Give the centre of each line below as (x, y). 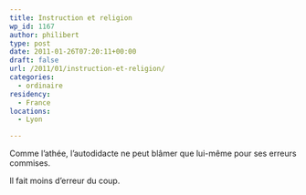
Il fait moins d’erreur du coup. (65, 181)
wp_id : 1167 (32, 26)
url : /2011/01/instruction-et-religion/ (88, 69)
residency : (30, 94)
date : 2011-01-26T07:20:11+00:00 (73, 52)
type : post (30, 43)
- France (34, 103)
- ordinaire (41, 86)
